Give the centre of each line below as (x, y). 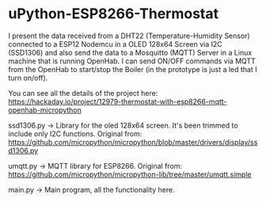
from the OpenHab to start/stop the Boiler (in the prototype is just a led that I (133, 69)
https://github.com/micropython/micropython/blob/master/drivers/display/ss (133, 142)
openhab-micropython (45, 110)
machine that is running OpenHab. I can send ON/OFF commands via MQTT (132, 61)
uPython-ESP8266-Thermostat (114, 14)
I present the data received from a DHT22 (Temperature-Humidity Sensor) (129, 36)
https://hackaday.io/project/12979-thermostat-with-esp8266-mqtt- (118, 101)
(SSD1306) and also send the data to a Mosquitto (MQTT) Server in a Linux (130, 52)
